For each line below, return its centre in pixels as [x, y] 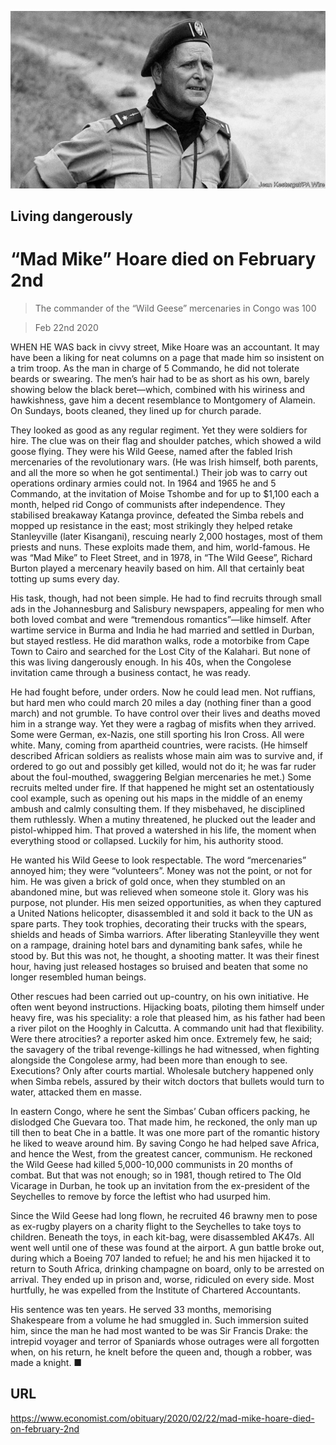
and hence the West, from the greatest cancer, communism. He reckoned [161, 1153]
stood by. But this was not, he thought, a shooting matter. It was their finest [165, 955]
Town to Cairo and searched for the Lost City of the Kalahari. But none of [160, 651]
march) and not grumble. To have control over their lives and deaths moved [165, 713]
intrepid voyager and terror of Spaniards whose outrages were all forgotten [165, 1341]
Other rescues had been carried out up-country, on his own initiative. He [160, 996]
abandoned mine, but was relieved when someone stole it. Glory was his [159, 892]
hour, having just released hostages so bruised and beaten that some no [159, 966]
